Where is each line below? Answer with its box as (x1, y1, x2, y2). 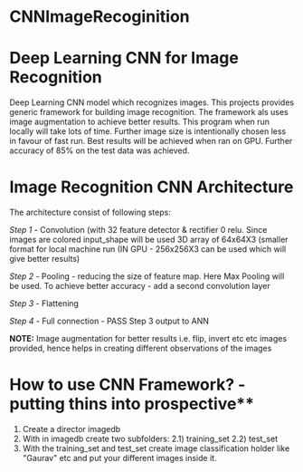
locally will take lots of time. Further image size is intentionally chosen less (9, 126, 287, 137)
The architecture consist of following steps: (9, 207, 172, 218)
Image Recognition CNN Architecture (9, 177, 294, 197)
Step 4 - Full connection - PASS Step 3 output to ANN (9, 315, 210, 327)
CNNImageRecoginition (9, 6, 190, 27)
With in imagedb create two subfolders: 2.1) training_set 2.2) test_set (22, 433, 279, 444)
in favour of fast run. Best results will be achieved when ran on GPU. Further (9, 136, 293, 147)
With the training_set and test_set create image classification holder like (22, 443, 290, 454)
